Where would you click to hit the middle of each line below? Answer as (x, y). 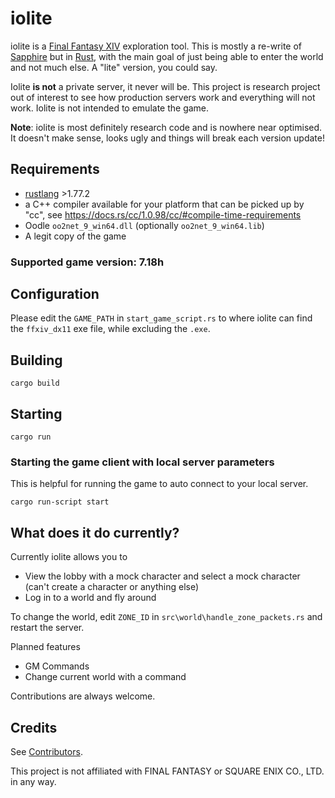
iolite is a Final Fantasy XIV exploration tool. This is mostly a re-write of (156, 46)
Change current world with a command (105, 677)
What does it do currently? (95, 532)
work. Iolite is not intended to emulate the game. (110, 108)
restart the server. (47, 628)
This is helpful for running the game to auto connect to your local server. (159, 484)
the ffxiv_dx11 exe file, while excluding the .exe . (110, 329)
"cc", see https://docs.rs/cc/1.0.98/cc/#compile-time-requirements (163, 214)
